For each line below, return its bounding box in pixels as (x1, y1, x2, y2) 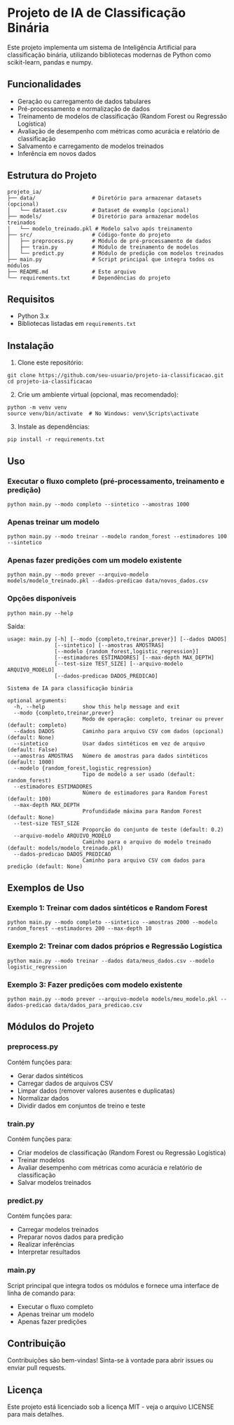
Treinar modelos (17, 1156, 65, 1164)
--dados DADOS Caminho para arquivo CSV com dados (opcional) (13, 728, 224, 735)
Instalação (7, 339, 55, 352)
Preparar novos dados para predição (17, 1233, 124, 1241)
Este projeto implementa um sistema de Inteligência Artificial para (7, 43, 197, 51)
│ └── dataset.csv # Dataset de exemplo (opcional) (7, 206, 190, 214)
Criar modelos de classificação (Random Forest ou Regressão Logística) (17, 1148, 226, 1157)
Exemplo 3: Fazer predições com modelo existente (7, 980, 183, 990)
